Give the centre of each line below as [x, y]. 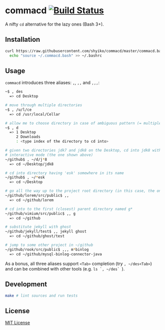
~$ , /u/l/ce [18, 110]
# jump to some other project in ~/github [49, 245]
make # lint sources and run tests [41, 296]
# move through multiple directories [44, 105]
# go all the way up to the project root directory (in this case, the [80, 191]
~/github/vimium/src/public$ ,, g [41, 213]
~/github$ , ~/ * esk [25, 178]
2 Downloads [28, 137]
